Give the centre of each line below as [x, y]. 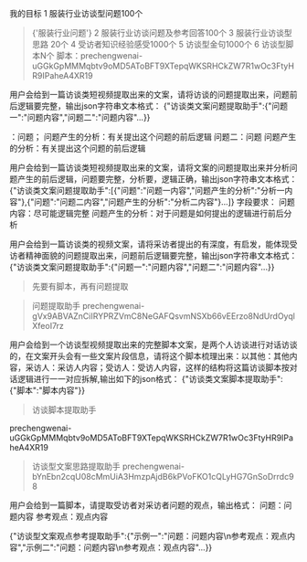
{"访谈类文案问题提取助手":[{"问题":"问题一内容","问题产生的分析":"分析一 [147, 191]
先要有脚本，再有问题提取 [80, 286]
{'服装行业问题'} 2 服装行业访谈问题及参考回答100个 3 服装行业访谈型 [162, 33]
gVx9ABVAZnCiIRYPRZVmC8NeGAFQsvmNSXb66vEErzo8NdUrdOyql [163, 316]
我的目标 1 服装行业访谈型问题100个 [76, 13]
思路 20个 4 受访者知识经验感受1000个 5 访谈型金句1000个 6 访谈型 [159, 44]
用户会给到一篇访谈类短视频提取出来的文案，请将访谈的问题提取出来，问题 [149, 95]
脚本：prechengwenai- [100, 56]
